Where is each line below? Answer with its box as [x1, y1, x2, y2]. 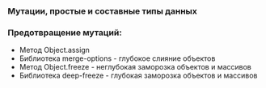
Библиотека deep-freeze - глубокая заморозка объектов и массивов [19, 70, 258, 81]
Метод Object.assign [19, 46, 91, 55]
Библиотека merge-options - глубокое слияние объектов [19, 54, 216, 63]
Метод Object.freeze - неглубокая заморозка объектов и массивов [19, 62, 252, 72]
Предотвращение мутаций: [7, 26, 122, 38]
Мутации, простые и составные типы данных [7, 6, 197, 17]
